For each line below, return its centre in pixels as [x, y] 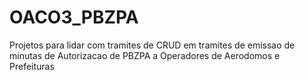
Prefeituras [32, 66]
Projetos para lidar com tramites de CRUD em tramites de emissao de [152, 45]
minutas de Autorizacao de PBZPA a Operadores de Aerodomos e [145, 55]
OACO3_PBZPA [74, 17]
